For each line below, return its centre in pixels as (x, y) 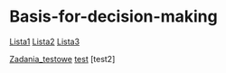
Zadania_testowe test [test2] (62, 59)
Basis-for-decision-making (114, 17)
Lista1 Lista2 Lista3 (44, 41)
